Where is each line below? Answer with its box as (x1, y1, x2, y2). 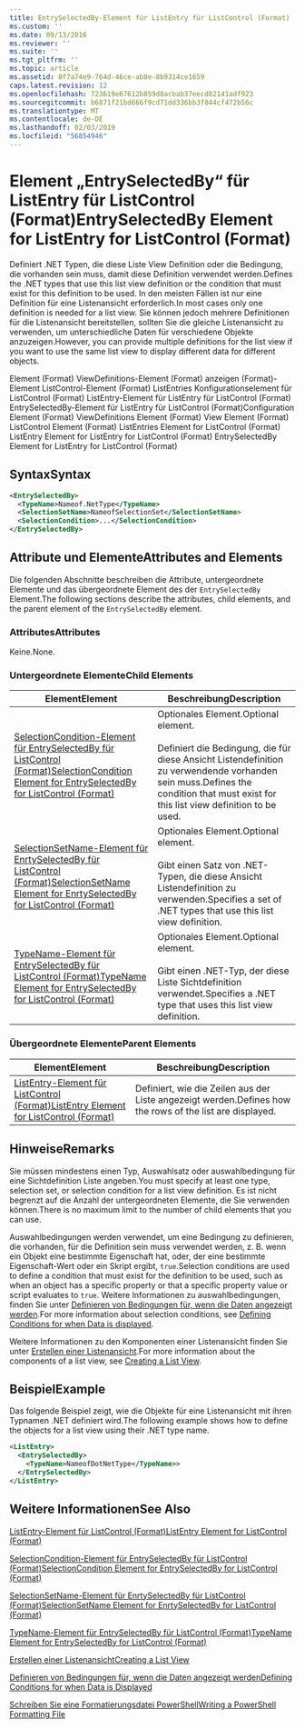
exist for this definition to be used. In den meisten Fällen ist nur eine (9, 287, 263, 298)
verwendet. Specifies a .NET (157, 987, 276, 1000)
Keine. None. (9, 646, 56, 657)
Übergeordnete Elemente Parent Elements (9, 1037, 197, 1050)
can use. (9, 1214, 43, 1224)
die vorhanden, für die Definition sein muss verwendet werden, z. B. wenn (9, 1241, 287, 1252)
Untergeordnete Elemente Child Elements (9, 669, 193, 682)
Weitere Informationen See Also (9, 1502, 191, 1517)
